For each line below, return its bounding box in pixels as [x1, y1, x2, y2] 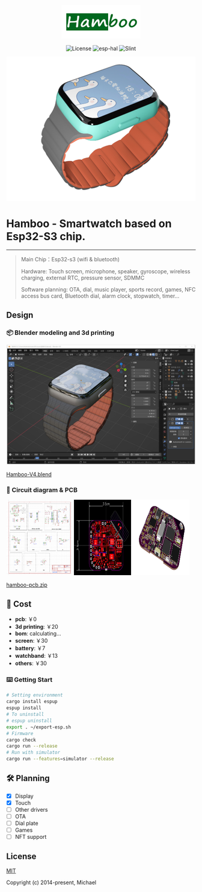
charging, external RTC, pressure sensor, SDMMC [20, 274, 145, 282]
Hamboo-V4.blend [6, 471, 52, 478]
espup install [6, 705, 42, 711]
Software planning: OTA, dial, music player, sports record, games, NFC [20, 286, 196, 293]
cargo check [6, 737, 36, 743]
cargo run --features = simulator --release [6, 756, 114, 762]
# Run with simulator [6, 750, 61, 756]
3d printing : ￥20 [14, 623, 58, 631]
